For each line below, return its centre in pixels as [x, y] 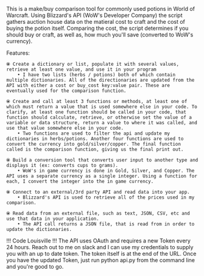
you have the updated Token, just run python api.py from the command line [100, 260]
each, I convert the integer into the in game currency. [80, 182]
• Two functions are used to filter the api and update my [94, 133]
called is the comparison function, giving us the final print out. [95, 149]
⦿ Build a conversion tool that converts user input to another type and [102, 160]
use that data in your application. [53, 219]
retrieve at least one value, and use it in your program [81, 69]
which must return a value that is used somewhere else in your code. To [102, 107]
